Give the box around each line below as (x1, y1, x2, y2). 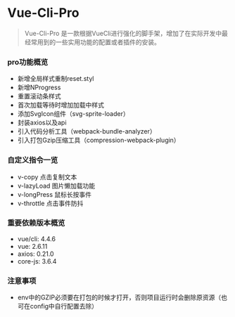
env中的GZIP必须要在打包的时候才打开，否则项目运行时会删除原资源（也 (17, 293, 227, 302)
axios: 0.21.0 (17, 250, 54, 258)
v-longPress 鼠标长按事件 (17, 190, 92, 198)
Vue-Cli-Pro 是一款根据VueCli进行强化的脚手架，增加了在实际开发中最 (24, 29, 229, 37)
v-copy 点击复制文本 (17, 172, 77, 181)
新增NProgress (17, 83, 61, 92)
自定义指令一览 (7, 155, 58, 165)
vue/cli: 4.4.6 (17, 234, 56, 243)
